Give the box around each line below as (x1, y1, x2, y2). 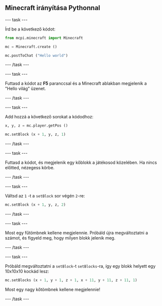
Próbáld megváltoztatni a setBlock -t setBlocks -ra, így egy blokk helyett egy (5, 263, 156, 269)
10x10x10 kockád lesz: (5, 269, 49, 274)
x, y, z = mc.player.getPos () (5, 123, 68, 128)
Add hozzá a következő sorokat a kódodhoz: (5, 114, 93, 120)
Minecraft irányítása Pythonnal (5, 4, 101, 12)
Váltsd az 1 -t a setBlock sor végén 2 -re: (5, 193, 85, 199)
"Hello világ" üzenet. (5, 86, 46, 92)
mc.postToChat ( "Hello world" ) (5, 53, 68, 58)
